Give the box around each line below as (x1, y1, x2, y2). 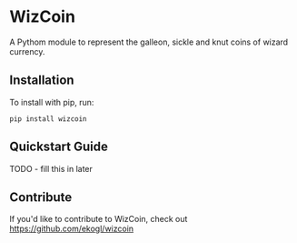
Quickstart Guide (9, 139, 109, 155)
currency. (9, 46, 45, 56)
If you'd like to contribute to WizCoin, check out (9, 214, 188, 225)
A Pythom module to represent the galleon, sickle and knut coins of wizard (9, 36, 289, 47)
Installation (9, 73, 74, 88)
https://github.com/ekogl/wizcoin (9, 223, 134, 234)
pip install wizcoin (9, 114, 88, 124)
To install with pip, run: (9, 96, 94, 107)
